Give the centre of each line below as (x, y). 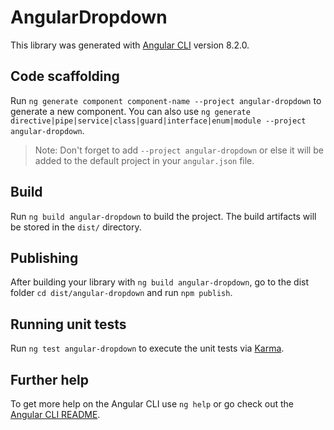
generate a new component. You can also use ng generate (130, 111)
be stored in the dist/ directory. (76, 227)
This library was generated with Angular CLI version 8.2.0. (130, 45)
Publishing (44, 257)
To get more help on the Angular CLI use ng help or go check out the (152, 404)
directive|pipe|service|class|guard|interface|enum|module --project (158, 121)
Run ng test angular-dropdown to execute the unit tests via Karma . (147, 348)
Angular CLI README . (55, 414)
